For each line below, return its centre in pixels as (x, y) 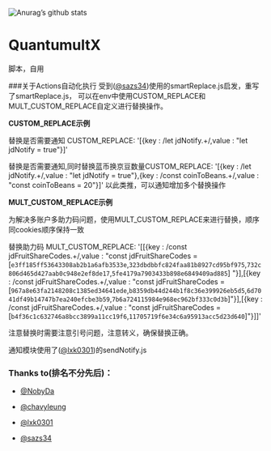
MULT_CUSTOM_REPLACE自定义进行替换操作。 (88, 106)
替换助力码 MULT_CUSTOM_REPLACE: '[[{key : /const (98, 246)
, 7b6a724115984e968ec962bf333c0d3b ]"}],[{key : (186, 299)
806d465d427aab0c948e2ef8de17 (59, 274)
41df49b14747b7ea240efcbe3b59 (59, 300)
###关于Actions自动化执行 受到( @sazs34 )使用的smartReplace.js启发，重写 (134, 86)
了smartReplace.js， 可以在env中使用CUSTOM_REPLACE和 (107, 96)
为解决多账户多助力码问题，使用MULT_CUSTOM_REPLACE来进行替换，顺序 (134, 219)
